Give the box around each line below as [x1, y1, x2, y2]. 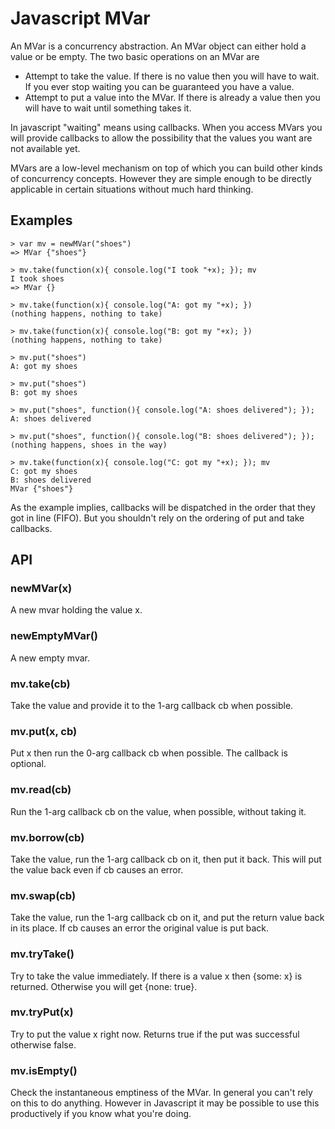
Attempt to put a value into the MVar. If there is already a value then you [24, 91, 321, 103]
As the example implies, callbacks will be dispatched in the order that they [10, 501, 316, 513]
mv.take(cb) [10, 677, 71, 691]
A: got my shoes [10, 361, 78, 371]
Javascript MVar [10, 7, 151, 30]
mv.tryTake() [10, 947, 75, 961]
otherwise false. [10, 1038, 77, 1051]
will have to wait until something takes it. [24, 102, 192, 114]
